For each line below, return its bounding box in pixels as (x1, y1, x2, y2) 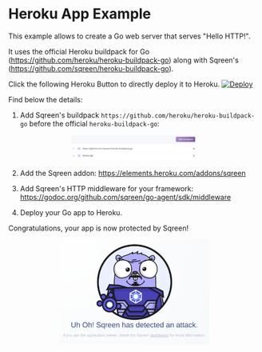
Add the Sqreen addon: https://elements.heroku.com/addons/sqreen (19, 169, 246, 178)
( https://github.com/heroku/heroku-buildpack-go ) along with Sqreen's (8, 55, 240, 65)
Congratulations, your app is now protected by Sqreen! (8, 223, 189, 233)
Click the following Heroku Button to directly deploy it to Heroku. (8, 79, 220, 89)
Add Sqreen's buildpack (19, 110, 100, 120)
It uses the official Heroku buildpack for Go (8, 46, 150, 56)
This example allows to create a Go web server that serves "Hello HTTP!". (8, 31, 251, 41)
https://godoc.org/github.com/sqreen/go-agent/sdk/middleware (19, 193, 232, 202)
